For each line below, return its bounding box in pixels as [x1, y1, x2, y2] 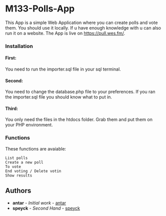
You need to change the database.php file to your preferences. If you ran [5, 88, 155, 95]
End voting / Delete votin [5, 168, 61, 173]
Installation [5, 42, 33, 49]
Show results [5, 173, 32, 178]
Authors [5, 186, 31, 195]
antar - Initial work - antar [12, 199, 66, 205]
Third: [5, 105, 18, 111]
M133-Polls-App [5, 3, 75, 14]
